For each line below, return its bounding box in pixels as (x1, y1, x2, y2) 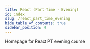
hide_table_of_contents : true (5, 20, 66, 26)
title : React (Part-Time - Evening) (5, 7, 79, 12)
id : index (5, 12, 25, 16)
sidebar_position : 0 (5, 25, 47, 30)
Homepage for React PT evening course (5, 38, 85, 44)
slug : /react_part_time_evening (5, 16, 70, 21)
